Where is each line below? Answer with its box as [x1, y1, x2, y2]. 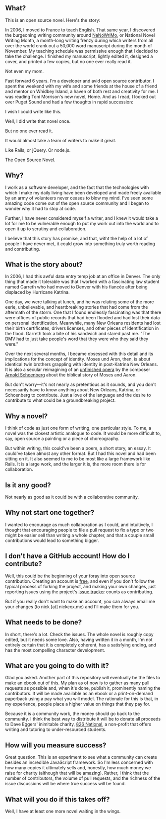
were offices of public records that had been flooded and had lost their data [5, 315, 160, 321]
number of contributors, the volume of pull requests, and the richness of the [5, 775, 161, 781]
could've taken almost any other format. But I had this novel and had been [5, 451, 156, 456]
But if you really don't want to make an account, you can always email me [5, 598, 155, 604]
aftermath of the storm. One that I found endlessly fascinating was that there [5, 309, 162, 315]
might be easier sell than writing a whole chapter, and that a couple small [5, 532, 155, 538]
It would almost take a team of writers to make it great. [5, 137, 116, 143]
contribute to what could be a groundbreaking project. [5, 397, 116, 403]
